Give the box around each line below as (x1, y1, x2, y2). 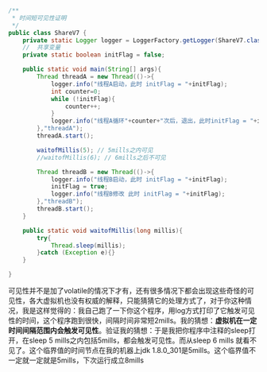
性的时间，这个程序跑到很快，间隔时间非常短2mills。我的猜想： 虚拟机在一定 (8, 316, 257, 325)
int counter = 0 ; (50, 87, 102, 95)
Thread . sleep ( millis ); (50, 242, 126, 250)
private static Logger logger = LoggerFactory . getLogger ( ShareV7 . (22, 36, 247, 45)
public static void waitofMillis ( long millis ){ (22, 227, 183, 234)
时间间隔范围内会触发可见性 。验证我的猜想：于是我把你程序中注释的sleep (8, 326, 249, 335)
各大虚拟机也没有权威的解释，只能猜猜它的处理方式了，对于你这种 (29, 296, 245, 305)
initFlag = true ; (50, 183, 109, 191)
